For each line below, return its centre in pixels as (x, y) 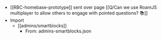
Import (17, 20)
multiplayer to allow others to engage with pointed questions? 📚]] (79, 13)
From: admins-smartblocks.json (58, 31)
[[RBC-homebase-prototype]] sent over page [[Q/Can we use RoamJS (83, 7)
